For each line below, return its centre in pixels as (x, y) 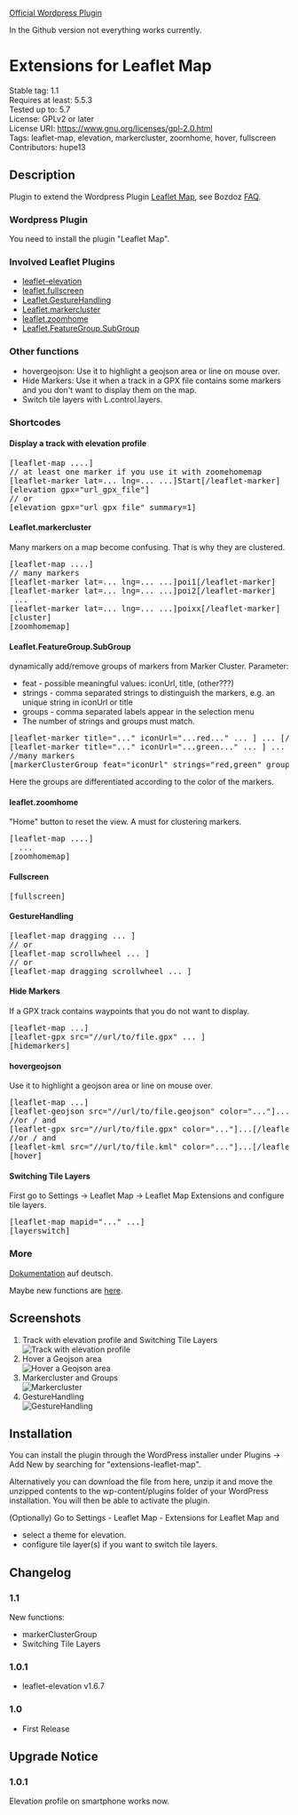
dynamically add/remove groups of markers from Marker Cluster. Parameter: (149, 667)
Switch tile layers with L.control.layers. (92, 399)
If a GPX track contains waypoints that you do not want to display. (129, 1011)
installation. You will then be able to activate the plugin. (110, 1500)
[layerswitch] (40, 1231)
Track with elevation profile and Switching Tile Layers (120, 1339)
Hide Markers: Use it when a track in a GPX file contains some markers (151, 380)
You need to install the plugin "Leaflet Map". (90, 239)
